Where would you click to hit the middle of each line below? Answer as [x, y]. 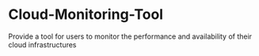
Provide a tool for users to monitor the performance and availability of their [130, 36]
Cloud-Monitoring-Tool [86, 15]
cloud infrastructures [42, 44]
